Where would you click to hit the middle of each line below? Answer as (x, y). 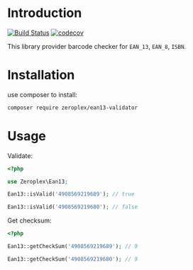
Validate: (20, 156)
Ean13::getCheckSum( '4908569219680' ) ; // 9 (73, 259)
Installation (41, 75)
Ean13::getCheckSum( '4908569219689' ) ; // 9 (73, 247)
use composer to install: (43, 94)
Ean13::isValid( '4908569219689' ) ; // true (71, 194)
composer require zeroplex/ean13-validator (73, 108)
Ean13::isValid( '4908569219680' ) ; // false (73, 207)
